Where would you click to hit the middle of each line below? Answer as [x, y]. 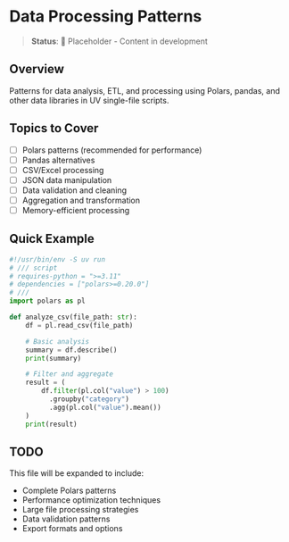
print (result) [51, 424]
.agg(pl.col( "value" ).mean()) [105, 407]
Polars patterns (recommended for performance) [112, 150]
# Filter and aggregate [70, 374]
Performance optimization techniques [91, 500]
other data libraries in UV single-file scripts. [89, 100]
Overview [37, 69]
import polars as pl [48, 301]
